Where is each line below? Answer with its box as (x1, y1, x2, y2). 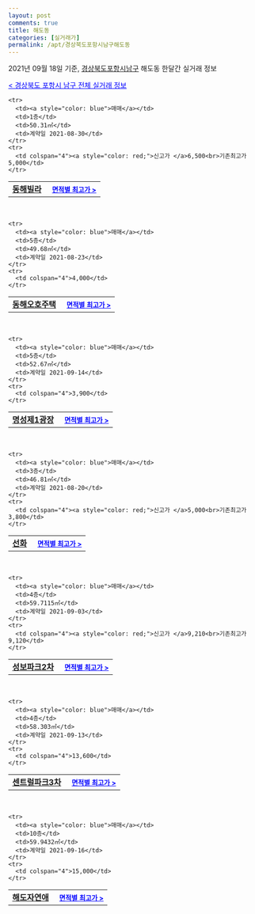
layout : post (8, 11, 51, 20)
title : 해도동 (8, 26, 50, 34)
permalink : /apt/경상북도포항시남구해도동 (8, 41, 131, 49)
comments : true (8, 19, 59, 27)
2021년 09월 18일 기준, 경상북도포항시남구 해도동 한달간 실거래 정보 (8, 64, 218, 74)
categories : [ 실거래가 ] (8, 33, 81, 42)
